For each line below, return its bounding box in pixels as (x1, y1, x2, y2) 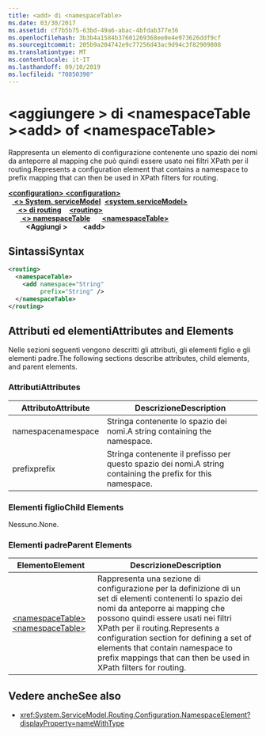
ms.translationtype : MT (8, 48, 87, 56)
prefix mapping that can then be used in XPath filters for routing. (8, 173, 219, 182)
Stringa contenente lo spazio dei (106, 415, 227, 427)
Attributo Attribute (21, 402, 90, 413)
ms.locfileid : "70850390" (8, 70, 93, 78)
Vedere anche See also (8, 689, 121, 703)
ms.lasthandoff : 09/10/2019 (8, 63, 101, 71)
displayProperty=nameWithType (19, 719, 125, 728)
